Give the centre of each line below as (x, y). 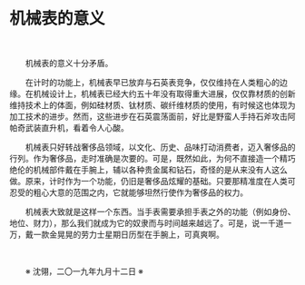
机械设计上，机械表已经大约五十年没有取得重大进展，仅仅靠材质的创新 (164, 93)
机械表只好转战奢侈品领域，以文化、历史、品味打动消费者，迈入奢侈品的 (161, 147)
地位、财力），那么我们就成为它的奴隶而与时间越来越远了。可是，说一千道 (147, 222)
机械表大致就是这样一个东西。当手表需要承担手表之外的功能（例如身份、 (161, 211)
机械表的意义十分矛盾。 (69, 63)
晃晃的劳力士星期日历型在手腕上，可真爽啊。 (140, 234)
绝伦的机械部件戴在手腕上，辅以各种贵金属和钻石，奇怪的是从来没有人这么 (148, 170)
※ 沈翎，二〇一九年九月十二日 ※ (84, 271)
